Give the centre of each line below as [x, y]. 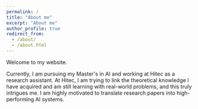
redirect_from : [25, 34]
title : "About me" [29, 17]
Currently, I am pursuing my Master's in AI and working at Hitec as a [91, 74]
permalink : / [23, 12]
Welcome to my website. [37, 62]
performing [20, 99]
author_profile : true [33, 28]
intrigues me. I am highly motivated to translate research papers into [91, 93]
